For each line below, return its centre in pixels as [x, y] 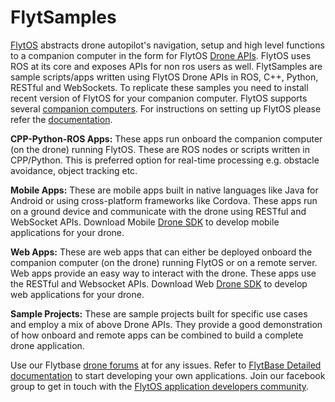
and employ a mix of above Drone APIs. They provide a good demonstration [166, 324]
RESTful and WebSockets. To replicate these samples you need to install [159, 87]
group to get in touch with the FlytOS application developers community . [160, 386]
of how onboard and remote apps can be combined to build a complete [157, 335]
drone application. [47, 345]
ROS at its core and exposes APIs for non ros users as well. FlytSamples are [166, 66]
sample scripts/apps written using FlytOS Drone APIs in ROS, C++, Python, [164, 77]
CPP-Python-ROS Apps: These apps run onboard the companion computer [166, 138]
